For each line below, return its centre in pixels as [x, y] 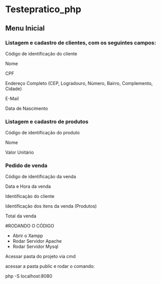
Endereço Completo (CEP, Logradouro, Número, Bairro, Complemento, [79, 83]
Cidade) [13, 89]
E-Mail [12, 98]
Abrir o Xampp [28, 236]
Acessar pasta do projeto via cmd [41, 257]
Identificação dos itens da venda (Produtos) [51, 206]
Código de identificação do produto [43, 133]
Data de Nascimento [27, 108]
